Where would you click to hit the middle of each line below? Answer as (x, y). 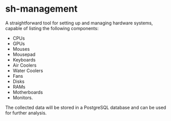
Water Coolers (28, 70)
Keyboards (24, 59)
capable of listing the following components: (52, 28)
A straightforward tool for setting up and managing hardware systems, (79, 23)
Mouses (21, 49)
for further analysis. (26, 113)
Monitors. (23, 98)
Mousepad (24, 54)
